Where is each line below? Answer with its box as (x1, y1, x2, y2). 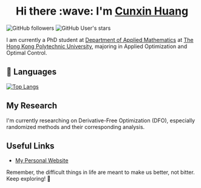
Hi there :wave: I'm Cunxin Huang (15, 4, 189, 18)
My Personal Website (15, 157, 69, 164)
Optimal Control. (6, 49, 47, 56)
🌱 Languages (6, 67, 56, 77)
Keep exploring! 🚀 (6, 175, 51, 183)
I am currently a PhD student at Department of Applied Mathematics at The (6, 36, 194, 43)
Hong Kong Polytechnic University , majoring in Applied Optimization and (6, 43, 188, 50)
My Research (6, 100, 58, 111)
